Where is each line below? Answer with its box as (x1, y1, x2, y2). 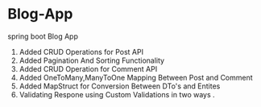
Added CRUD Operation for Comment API (19, 64, 158, 73)
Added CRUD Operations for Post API (19, 47, 144, 56)
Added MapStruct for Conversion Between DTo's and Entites (19, 81, 221, 91)
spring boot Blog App (7, 31, 78, 41)
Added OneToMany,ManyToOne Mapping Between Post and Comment (19, 72, 253, 82)
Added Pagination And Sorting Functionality (19, 56, 165, 65)
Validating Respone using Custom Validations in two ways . (19, 89, 215, 99)
